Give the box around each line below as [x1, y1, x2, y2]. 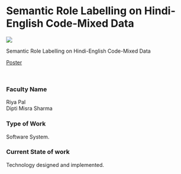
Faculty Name [6, 85, 47, 93]
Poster [6, 59, 22, 66]
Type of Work [6, 120, 46, 128]
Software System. [6, 133, 50, 140]
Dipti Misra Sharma [6, 105, 53, 112]
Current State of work [6, 148, 70, 156]
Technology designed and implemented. [6, 161, 105, 168]
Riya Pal [6, 99, 26, 106]
